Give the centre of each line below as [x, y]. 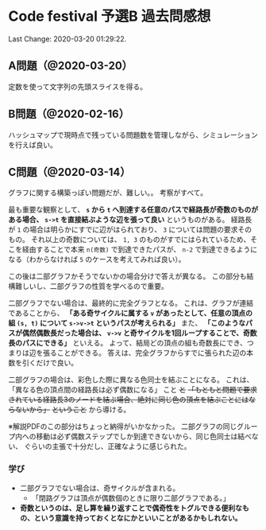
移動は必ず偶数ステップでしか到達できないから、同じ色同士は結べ [143, 436]
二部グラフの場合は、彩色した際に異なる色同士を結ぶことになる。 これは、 [131, 380]
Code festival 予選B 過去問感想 [110, 16]
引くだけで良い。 [50, 363]
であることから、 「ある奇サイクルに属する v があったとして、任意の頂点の [130, 313]
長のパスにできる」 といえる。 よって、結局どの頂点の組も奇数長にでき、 [128, 343]
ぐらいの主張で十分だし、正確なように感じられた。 [107, 446]
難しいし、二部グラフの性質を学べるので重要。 [91, 286]
